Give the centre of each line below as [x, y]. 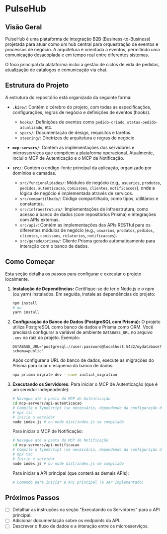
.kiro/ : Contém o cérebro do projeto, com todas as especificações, [82, 107]
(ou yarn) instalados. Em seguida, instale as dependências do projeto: [84, 294]
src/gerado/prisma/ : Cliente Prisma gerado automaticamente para [87, 241]
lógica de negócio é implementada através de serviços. [76, 193]
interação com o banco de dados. [54, 246]
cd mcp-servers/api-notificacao [46, 445]
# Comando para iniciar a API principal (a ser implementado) [78, 482]
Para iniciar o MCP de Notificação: [47, 431]
